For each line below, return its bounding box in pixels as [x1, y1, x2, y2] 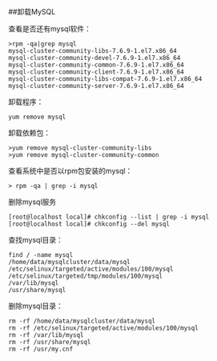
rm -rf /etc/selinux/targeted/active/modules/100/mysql [8, 324, 199, 332]
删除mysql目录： [8, 301, 64, 311]
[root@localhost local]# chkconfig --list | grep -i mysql [8, 213, 210, 221]
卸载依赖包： [8, 128, 50, 138]
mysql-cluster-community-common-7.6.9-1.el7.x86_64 [8, 61, 184, 69]
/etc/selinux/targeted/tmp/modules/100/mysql [8, 272, 163, 280]
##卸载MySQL [8, 7, 56, 16]
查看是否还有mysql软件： [8, 24, 92, 34]
